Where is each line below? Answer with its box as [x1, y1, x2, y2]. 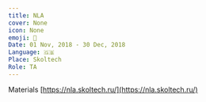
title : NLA [8, 11, 44, 20]
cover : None [8, 19, 48, 27]
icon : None [8, 26, 44, 34]
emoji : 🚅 [8, 33, 37, 42]
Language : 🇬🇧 [8, 48, 55, 56]
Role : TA [8, 63, 37, 71]
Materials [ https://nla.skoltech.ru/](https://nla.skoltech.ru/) [8, 85, 198, 94]
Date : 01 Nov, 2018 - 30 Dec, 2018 [8, 41, 126, 49]
